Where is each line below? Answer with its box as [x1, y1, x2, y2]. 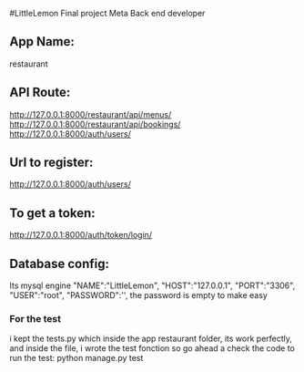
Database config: [9, 255, 110, 272]
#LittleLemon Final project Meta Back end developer [9, 8, 206, 18]
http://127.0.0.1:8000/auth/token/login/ [9, 230, 153, 241]
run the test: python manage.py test [9, 353, 144, 364]
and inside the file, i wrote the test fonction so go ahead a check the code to [9, 343, 296, 354]
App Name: [9, 34, 76, 49]
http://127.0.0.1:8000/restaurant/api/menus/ [9, 108, 172, 119]
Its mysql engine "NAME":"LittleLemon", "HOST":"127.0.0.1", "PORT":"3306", [9, 280, 296, 291]
